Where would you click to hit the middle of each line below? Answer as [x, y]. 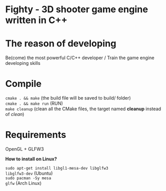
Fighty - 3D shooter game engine [77, 9]
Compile [23, 84]
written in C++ [36, 20]
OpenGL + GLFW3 [25, 149]
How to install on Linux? [31, 159]
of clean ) [15, 114]
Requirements [36, 135]
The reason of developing [61, 44]
